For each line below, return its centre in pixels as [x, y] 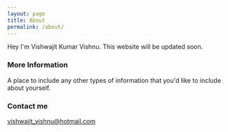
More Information [38, 65]
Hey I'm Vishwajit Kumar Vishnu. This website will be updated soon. [105, 47]
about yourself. [29, 88]
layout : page [26, 14]
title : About [26, 20]
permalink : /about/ [36, 27]
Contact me [28, 106]
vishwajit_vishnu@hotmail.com [52, 121]
